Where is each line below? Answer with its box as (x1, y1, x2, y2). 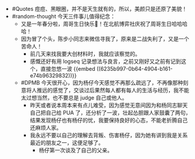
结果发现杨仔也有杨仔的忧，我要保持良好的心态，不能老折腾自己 (29, 116, 188, 124)
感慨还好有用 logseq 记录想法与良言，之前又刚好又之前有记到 (29, 58, 181, 65)
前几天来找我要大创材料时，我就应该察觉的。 (29, 50, 141, 57)
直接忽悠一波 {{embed (40, 65, 95, 72)
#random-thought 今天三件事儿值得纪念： (11, 13, 116, 20)
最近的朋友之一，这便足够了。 (29, 139, 104, 146)
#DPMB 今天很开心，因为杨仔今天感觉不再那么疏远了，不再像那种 (20, 79, 184, 86)
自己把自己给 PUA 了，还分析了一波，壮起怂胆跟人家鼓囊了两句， (29, 109, 191, 116)
